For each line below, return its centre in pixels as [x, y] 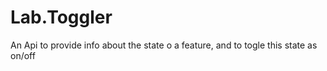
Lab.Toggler [61, 17]
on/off [23, 55]
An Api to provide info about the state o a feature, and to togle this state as [164, 45]
